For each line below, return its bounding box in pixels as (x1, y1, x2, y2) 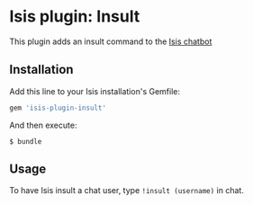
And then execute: (9, 120, 77, 130)
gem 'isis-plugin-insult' (9, 103, 106, 112)
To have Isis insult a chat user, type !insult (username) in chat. (9, 185, 245, 196)
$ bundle (9, 137, 42, 146)
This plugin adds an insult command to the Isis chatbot (9, 36, 212, 47)
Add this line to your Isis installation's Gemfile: (9, 85, 180, 96)
